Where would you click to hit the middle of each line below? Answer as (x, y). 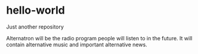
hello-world (36, 10)
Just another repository (35, 27)
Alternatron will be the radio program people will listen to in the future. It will (99, 38)
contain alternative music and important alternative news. (77, 45)
